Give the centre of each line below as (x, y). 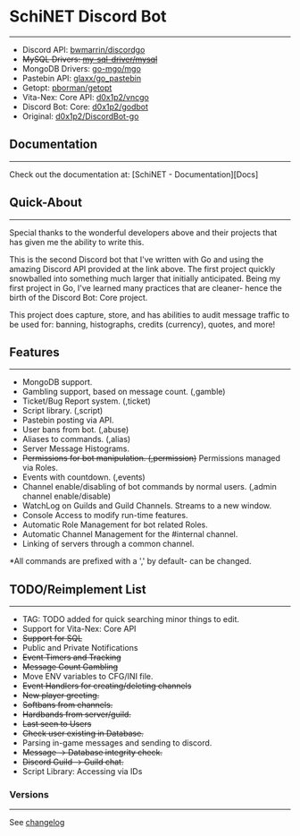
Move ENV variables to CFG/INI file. (87, 677)
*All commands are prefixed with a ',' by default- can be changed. (130, 561)
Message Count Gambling (70, 667)
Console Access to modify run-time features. (105, 516)
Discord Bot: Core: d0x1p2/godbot (85, 107)
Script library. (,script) (62, 411)
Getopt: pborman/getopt (67, 88)
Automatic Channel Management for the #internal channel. (130, 534)
